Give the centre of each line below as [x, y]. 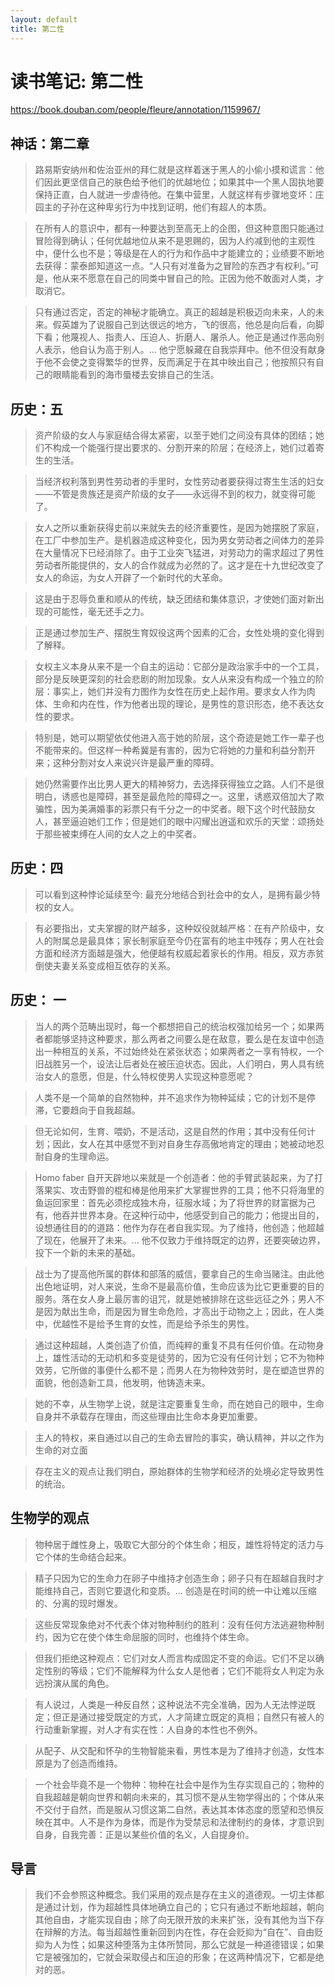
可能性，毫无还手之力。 [101, 612]
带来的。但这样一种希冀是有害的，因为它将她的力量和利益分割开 [184, 750]
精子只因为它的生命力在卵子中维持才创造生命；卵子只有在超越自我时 [175, 1578]
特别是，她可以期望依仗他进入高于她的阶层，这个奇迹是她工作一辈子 [175, 738]
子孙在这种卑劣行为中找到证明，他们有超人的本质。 [166, 207]
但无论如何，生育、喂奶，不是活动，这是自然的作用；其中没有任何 [170, 1131]
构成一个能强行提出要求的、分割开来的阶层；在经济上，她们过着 [184, 448]
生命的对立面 [61, 1450]
